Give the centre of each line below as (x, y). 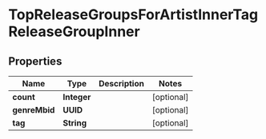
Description (121, 83)
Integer (77, 97)
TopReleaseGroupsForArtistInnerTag (133, 15)
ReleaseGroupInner (74, 32)
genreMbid (34, 110)
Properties (35, 61)
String (75, 123)
